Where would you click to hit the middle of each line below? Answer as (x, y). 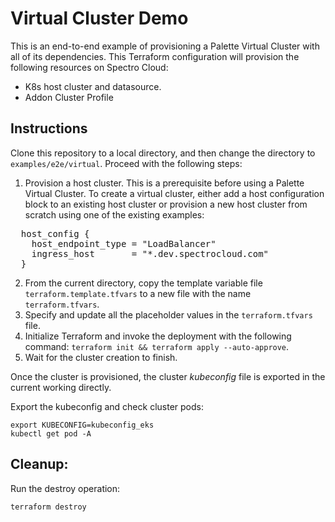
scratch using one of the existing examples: (114, 214)
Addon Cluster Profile (69, 97)
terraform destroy (48, 507)
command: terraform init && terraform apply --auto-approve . (157, 346)
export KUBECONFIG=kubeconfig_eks (82, 425)
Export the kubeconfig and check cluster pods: (107, 406)
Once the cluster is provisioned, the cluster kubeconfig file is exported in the (168, 376)
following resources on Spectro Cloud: (89, 67)
